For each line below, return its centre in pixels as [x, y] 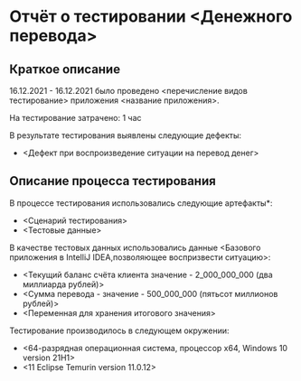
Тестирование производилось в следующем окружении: [119, 330]
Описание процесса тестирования [113, 181]
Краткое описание [65, 69]
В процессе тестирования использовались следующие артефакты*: [141, 203]
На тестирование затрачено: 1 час [75, 118]
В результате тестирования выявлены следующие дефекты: [126, 135]
